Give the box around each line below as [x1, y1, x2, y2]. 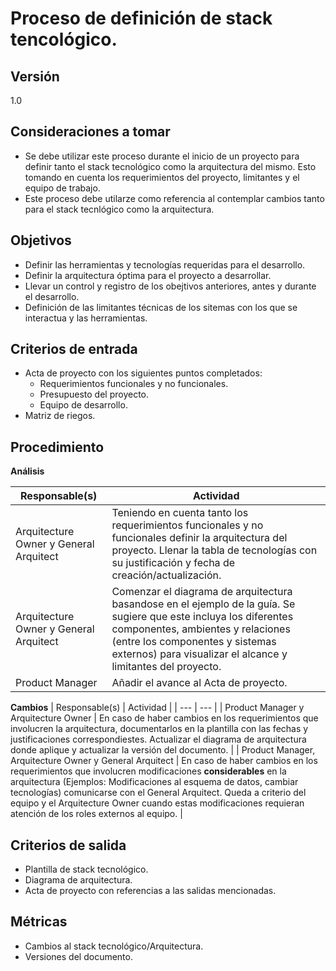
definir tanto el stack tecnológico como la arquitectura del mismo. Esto [24, 160, 317, 172]
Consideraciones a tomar [10, 123, 171, 141]
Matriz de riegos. [24, 410, 96, 422]
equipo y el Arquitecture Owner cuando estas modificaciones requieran [10, 797, 305, 809]
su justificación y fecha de [111, 556, 235, 570]
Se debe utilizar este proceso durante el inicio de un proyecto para [24, 150, 300, 162]
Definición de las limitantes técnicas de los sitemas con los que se [24, 301, 298, 313]
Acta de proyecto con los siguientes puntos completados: [24, 367, 263, 379]
